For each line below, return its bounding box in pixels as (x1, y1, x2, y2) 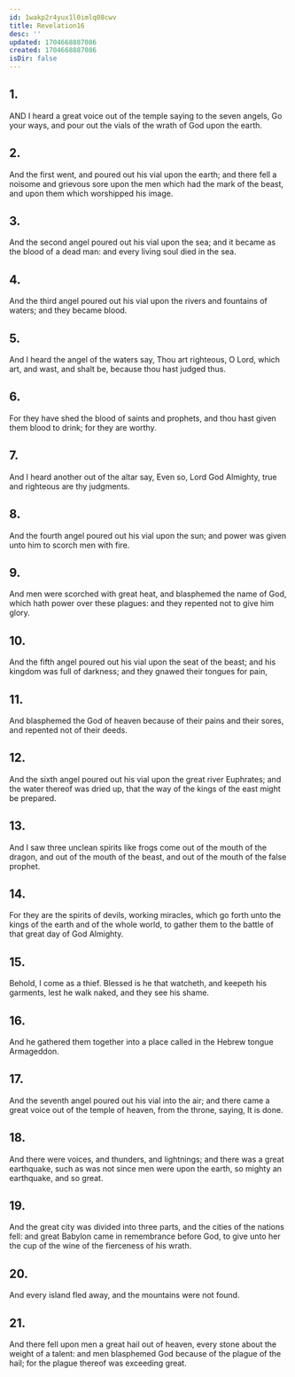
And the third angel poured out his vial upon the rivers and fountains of (9, 296, 268, 307)
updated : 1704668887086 (9, 37, 97, 47)
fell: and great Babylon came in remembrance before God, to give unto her (9, 1231, 281, 1241)
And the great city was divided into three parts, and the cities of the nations (9, 1222, 285, 1233)
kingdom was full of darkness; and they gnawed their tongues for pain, (9, 666, 268, 677)
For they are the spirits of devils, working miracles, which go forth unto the (9, 910, 282, 921)
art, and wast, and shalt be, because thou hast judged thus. (9, 364, 226, 375)
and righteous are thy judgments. (9, 480, 130, 492)
